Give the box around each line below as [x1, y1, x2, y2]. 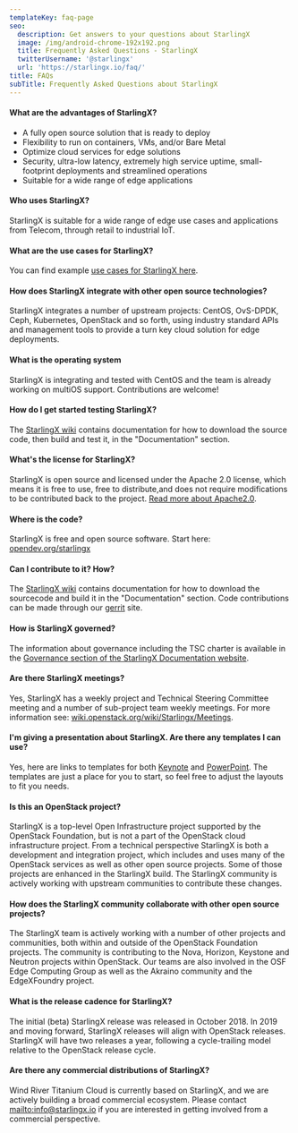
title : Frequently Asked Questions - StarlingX [17, 47, 199, 55]
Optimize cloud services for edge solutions [21, 146, 181, 157]
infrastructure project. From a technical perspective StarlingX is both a [9, 840, 268, 851]
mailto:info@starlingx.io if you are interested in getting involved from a [9, 1103, 268, 1114]
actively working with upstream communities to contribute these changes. [9, 878, 283, 889]
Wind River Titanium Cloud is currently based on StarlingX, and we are [9, 1085, 269, 1095]
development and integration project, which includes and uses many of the [9, 849, 285, 860]
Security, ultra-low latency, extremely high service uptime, [21, 156, 238, 166]
